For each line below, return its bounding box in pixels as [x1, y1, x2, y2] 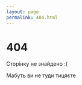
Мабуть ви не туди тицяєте [6, 72, 77, 79]
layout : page [6, 8, 39, 15]
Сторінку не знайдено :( [6, 60, 68, 68]
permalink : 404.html [6, 14, 58, 20]
